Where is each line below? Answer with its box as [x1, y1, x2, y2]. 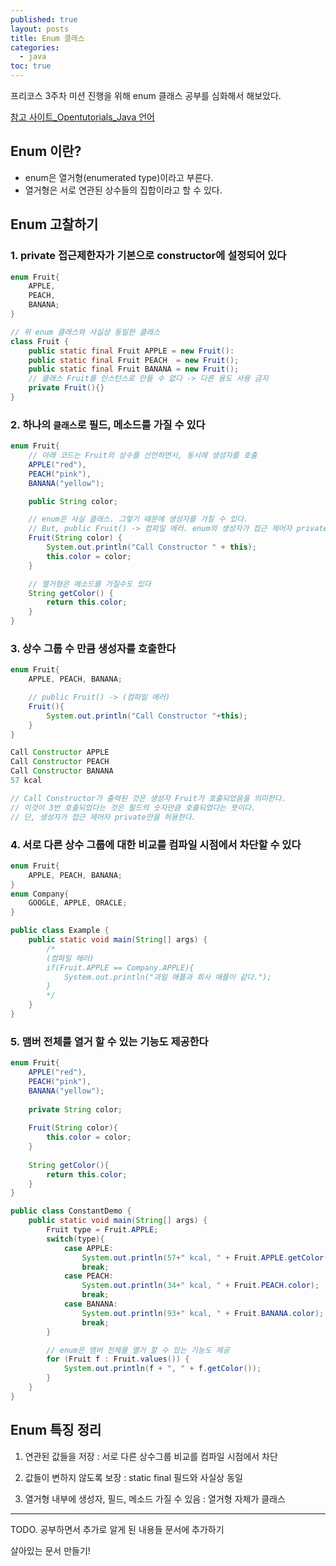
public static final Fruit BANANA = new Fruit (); [28, 364, 240, 375]
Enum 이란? [10, 143, 82, 160]
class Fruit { [10, 336, 70, 346]
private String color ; [28, 1104, 123, 1115]
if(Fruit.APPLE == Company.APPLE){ [46, 962, 195, 973]
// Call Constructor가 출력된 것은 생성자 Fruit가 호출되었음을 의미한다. [10, 793, 287, 803]
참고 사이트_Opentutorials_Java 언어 [10, 111, 155, 123]
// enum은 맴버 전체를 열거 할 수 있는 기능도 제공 [46, 1345, 230, 1355]
